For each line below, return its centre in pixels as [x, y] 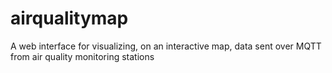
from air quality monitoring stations [82, 56]
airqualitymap [69, 18]
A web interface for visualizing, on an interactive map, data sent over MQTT [166, 46]
